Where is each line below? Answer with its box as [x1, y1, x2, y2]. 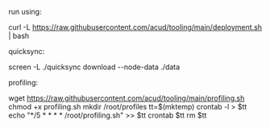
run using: [8, 7, 42, 16]
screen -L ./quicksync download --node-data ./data [8, 62, 181, 72]
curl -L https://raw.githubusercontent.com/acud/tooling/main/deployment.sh [8, 23, 263, 31]
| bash [8, 31, 30, 40]
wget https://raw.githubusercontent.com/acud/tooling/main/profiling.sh [8, 93, 245, 103]
